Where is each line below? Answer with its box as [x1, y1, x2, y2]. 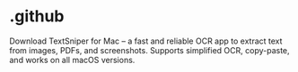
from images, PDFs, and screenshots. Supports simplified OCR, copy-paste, [9, 44, 290, 55]
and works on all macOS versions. [9, 54, 136, 65]
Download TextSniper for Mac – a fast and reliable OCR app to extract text [9, 36, 283, 46]
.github [9, 6, 65, 27]
